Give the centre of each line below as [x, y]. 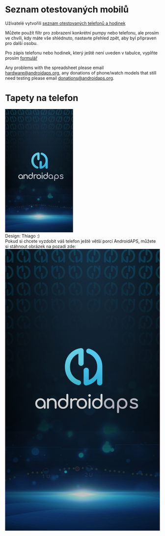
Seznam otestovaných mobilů [67, 10]
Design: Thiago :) [23, 236]
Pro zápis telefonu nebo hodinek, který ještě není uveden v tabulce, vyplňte [82, 53]
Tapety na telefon [42, 98]
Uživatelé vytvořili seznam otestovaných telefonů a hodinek [65, 23]
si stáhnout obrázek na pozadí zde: [41, 246]
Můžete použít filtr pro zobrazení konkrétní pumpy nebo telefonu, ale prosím [82, 33]
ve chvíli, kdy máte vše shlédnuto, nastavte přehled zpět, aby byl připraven [81, 38]
